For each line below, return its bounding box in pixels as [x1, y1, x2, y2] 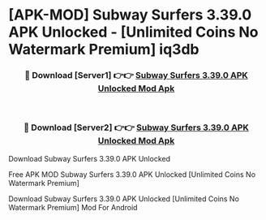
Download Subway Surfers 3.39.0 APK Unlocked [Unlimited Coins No [8, 193, 239, 204]
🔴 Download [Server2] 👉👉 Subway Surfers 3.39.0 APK [24, 122, 249, 133]
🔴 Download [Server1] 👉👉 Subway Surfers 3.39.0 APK [24, 70, 249, 81]
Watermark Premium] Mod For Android [8, 202, 138, 212]
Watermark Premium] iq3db [8, 41, 199, 58]
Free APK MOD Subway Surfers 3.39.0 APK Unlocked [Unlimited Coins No [8, 169, 256, 179]
